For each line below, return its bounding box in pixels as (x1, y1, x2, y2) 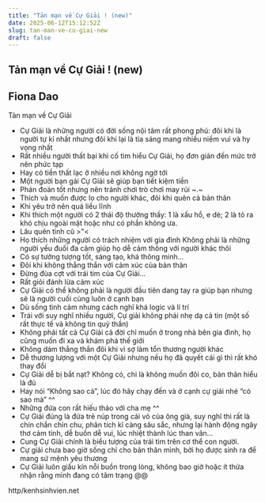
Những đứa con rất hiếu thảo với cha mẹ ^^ (19, 403, 160, 413)
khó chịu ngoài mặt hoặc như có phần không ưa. (19, 218, 178, 228)
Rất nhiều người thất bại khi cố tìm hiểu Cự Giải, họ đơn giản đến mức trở (19, 151, 256, 161)
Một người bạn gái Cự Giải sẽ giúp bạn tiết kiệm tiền (19, 176, 189, 186)
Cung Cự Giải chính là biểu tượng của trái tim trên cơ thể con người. (19, 437, 240, 447)
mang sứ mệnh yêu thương (19, 454, 108, 463)
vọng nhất (19, 143, 53, 153)
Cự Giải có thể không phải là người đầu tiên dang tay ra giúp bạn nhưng (19, 286, 253, 295)
